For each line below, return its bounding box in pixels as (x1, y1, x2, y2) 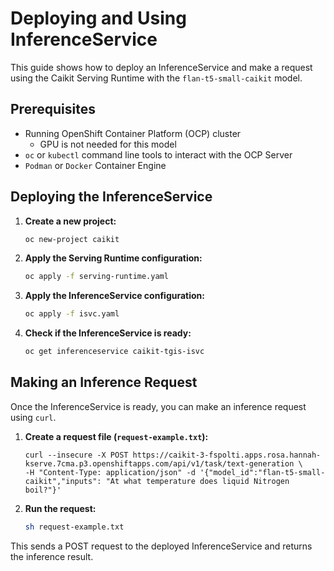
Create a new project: (24, 215, 117, 227)
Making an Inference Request (10, 374, 198, 391)
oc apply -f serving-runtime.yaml (24, 272, 169, 282)
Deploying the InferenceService (10, 188, 213, 206)
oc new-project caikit (24, 234, 120, 244)
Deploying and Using (10, 7, 187, 30)
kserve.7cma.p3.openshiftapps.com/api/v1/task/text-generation (24, 458, 295, 469)
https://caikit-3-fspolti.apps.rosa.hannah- (132, 450, 322, 460)
